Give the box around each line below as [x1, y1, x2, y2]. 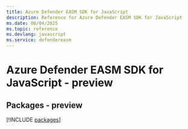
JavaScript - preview [6, 76, 114, 90]
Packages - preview [6, 100, 83, 110]
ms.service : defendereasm [6, 37, 71, 43]
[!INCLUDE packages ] [6, 116, 61, 123]
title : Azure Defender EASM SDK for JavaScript [6, 8, 129, 15]
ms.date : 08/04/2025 [6, 20, 59, 26]
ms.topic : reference [6, 25, 59, 32]
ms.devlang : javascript [6, 31, 66, 38]
